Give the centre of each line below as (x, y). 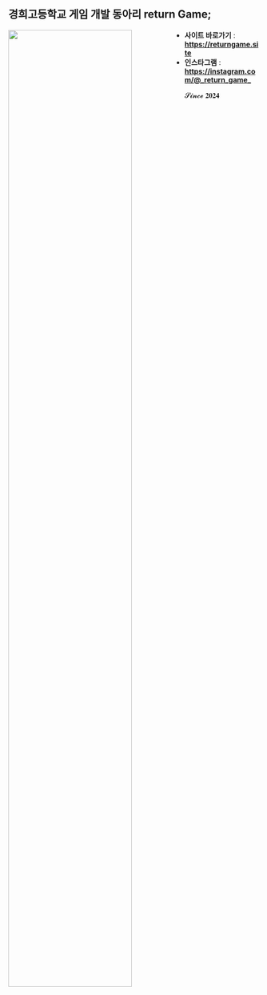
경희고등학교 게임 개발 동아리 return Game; (110, 14)
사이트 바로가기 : (210, 35)
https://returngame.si (221, 44)
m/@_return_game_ (218, 79)
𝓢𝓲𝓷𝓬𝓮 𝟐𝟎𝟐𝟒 (202, 95)
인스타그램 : (203, 62)
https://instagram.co (220, 71)
